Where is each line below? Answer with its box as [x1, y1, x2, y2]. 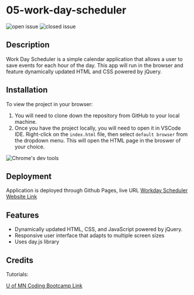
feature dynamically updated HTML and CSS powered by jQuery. [6, 68, 162, 75]
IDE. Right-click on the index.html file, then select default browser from [14, 130, 188, 138]
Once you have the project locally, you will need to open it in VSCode [14, 124, 181, 131]
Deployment [6, 171, 52, 181]
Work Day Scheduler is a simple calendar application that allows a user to [6, 55, 183, 62]
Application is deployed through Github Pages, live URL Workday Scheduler [6, 187, 188, 194]
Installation [6, 85, 48, 95]
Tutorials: [6, 271, 29, 277]
